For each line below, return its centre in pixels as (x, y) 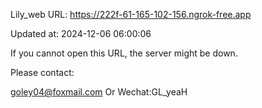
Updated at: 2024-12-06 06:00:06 (81, 33)
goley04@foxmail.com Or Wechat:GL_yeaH (99, 92)
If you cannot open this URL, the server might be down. (124, 53)
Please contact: (42, 72)
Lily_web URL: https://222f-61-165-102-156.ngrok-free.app (131, 14)
